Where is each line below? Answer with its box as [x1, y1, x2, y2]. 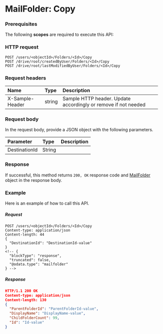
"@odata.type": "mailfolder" [9, 262, 68, 267]
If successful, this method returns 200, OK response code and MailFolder [5, 172, 151, 178]
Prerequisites [5, 21, 37, 28]
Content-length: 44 [5, 232, 45, 237]
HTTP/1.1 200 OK [5, 288, 38, 293]
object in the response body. [5, 177, 62, 183]
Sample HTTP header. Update [62, 95, 131, 102]
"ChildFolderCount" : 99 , [9, 316, 60, 320]
